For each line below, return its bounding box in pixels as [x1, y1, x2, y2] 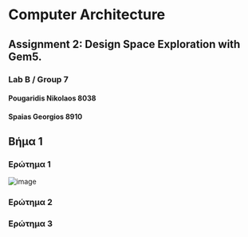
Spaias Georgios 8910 [8, 112, 83, 121]
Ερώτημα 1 [8, 159, 52, 169]
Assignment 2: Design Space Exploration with [8, 38, 241, 51]
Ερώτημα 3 [8, 218, 53, 229]
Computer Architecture [8, 6, 166, 24]
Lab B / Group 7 [8, 73, 69, 85]
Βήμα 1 [8, 135, 43, 148]
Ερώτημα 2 [8, 197, 53, 208]
